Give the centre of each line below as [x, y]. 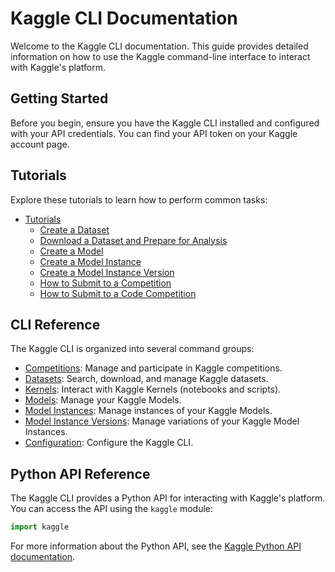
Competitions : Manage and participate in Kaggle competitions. [153, 368]
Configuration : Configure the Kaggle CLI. [109, 443]
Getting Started [59, 98]
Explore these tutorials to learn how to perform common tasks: [139, 199]
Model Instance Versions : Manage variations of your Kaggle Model [162, 421]
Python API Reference [80, 473]
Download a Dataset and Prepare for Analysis [133, 240]
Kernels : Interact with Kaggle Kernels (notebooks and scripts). [153, 389]
